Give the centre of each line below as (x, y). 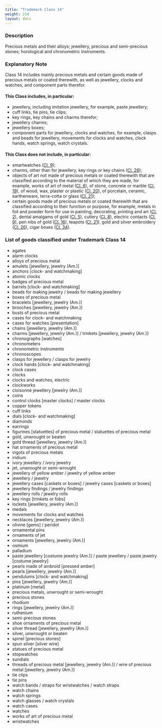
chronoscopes (27, 354)
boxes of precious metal (36, 297)
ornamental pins (28, 530)
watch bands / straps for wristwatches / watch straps (65, 685)
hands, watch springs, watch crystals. (50, 143)
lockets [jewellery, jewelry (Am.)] (45, 504)
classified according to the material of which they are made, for (76, 181)
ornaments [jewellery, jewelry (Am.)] (48, 540)
